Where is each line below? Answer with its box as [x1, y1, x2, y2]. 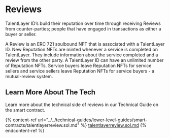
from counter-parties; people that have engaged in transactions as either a [5, 25, 161, 31]
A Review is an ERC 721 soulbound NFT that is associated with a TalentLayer [5, 41, 165, 47]
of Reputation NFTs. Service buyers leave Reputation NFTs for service [5, 62, 152, 68]
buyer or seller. [5, 31, 37, 37]
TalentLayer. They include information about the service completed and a [5, 52, 158, 58]
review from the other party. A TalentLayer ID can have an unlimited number [5, 57, 164, 63]
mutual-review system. [5, 73, 53, 79]
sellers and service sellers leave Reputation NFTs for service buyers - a [5, 67, 155, 74]
